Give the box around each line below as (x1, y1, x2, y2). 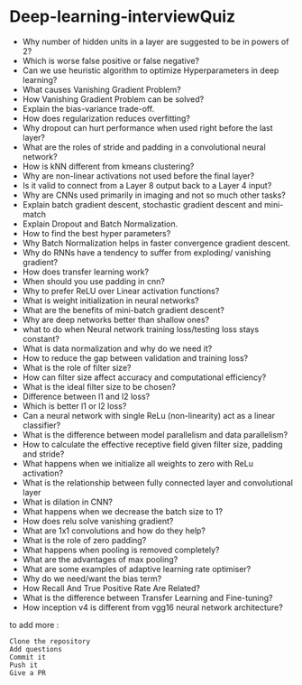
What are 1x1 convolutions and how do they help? (22, 525, 206, 536)
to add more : (9, 619, 59, 630)
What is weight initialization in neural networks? (22, 295, 200, 306)
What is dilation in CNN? (22, 496, 113, 507)
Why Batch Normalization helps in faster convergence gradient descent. (22, 237, 291, 248)
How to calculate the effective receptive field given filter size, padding (22, 439, 283, 449)
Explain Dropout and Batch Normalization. (22, 218, 178, 229)
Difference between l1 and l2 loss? (22, 391, 151, 402)
